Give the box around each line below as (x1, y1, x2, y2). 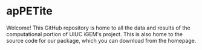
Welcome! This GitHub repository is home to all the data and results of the (6, 24, 191, 31)
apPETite (6, 4, 53, 18)
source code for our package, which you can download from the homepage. (6, 37, 197, 44)
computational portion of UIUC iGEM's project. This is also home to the (6, 30, 183, 37)
